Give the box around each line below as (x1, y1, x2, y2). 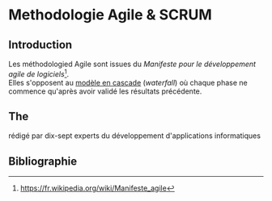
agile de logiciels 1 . (8, 68, 70, 78)
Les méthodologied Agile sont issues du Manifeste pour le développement (8, 59, 257, 69)
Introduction (8, 38, 73, 52)
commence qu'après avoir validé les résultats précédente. (8, 86, 202, 96)
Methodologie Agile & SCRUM (8, 6, 212, 24)
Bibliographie (8, 154, 78, 168)
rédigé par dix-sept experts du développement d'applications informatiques (8, 131, 261, 140)
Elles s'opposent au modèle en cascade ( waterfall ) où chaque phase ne (8, 77, 249, 87)
